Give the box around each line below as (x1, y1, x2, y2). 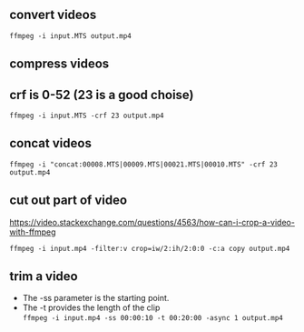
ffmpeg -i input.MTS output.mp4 (9, 31, 132, 40)
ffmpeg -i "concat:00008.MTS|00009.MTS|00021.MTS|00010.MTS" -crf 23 (9, 159, 279, 169)
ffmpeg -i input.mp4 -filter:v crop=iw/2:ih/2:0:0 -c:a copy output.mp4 (9, 244, 290, 253)
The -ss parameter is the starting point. (22, 293, 170, 304)
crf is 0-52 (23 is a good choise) (9, 86, 194, 103)
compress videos (9, 56, 110, 72)
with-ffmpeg (9, 226, 56, 237)
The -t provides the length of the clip (22, 302, 161, 313)
